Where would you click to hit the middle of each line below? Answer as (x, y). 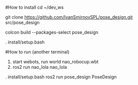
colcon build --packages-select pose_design (52, 32)
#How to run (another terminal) (37, 52)
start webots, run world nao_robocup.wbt (55, 62)
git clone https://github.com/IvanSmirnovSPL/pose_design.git (69, 17)
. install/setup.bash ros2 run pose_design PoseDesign (61, 77)
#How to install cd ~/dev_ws (34, 7)
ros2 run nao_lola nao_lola (40, 67)
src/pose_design (22, 23)
